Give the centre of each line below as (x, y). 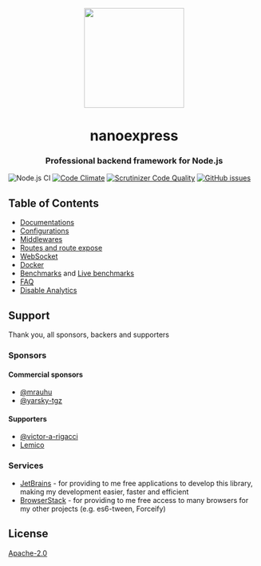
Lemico (32, 445)
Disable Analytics (48, 291)
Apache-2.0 (28, 553)
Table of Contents (54, 203)
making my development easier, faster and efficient (104, 492)
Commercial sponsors (46, 374)
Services (26, 465)
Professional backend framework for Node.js (134, 161)
